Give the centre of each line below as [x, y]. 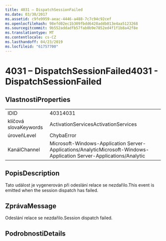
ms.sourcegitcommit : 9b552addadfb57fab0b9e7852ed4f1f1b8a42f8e [72, 28]
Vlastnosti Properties [38, 100]
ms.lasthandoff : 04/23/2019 [34, 42]
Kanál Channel [24, 149]
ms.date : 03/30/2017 [26, 14]
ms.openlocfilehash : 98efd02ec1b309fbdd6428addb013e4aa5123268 [72, 24]
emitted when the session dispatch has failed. [52, 191]
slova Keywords [25, 127]
